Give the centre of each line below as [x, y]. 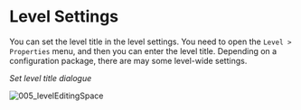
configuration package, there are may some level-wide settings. [128, 60]
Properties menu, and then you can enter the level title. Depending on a [143, 50]
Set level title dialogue [51, 78]
